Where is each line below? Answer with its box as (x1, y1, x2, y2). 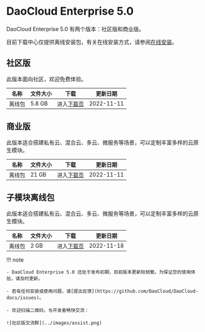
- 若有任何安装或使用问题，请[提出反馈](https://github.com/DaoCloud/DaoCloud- (6, 289, 198, 295)
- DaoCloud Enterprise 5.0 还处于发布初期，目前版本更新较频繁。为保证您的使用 (6, 269, 191, 276)
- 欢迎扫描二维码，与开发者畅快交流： (6, 308, 90, 314)
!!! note (6, 256, 24, 264)
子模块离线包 (6, 193, 55, 203)
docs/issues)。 (6, 295, 44, 301)
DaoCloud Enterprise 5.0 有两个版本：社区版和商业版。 (6, 25, 145, 32)
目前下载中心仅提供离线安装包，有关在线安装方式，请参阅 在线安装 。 (6, 38, 178, 45)
